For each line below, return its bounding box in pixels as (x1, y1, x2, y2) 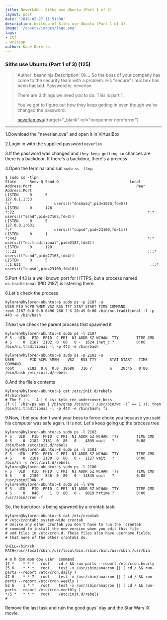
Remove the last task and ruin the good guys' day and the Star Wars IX (5, 605, 150, 611)
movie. (5, 610, 19, 616)
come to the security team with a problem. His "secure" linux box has (17, 77, 160, 83)
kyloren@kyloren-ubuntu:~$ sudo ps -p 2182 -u (5, 353, 103, 358)
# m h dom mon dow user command (5, 557, 75, 562)
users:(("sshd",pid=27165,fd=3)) (5, 214, 75, 219)
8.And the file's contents (5, 379, 56, 385)
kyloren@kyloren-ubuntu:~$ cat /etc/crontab (5, 513, 99, 518)
